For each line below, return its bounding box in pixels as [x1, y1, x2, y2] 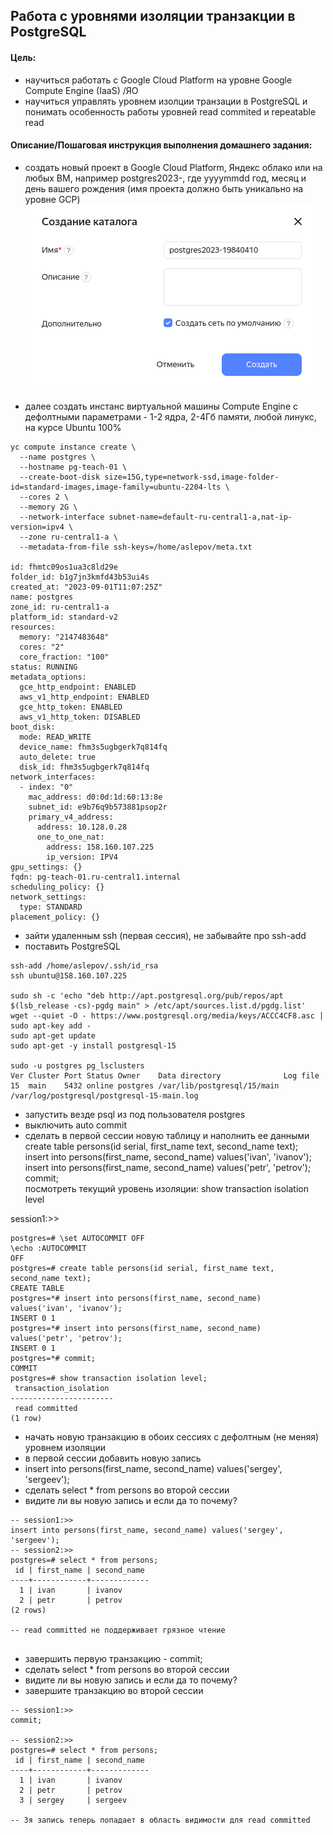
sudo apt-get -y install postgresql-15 [10, 1040, 177, 1051]
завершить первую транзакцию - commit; [24, 1652, 203, 1664]
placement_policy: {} [10, 912, 101, 922]
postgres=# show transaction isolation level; [10, 1373, 208, 1383]
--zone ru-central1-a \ [19, 532, 118, 542]
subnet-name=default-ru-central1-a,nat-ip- [108, 512, 293, 522]
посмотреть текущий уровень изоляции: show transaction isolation [24, 1182, 309, 1194]
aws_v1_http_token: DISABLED [19, 712, 141, 722]
